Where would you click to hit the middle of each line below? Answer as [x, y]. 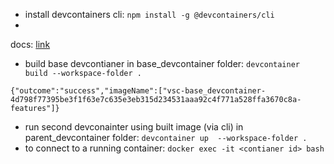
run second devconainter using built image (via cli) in [134, 127]
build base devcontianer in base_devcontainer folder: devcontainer [162, 63]
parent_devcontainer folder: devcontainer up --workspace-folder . [166, 137]
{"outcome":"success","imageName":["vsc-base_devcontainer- [138, 91]
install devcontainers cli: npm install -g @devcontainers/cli [149, 14]
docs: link [30, 44]
